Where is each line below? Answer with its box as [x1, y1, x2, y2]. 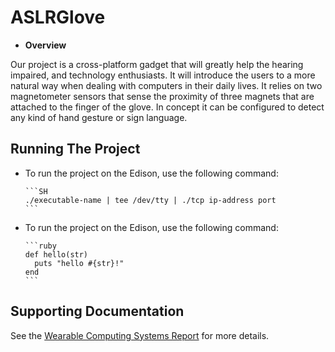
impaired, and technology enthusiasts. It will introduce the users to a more [10, 69, 316, 81]
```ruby [24, 241, 57, 251]
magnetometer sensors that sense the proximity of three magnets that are [10, 90, 315, 102]
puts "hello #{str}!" [34, 258, 125, 268]
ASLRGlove [10, 6, 106, 29]
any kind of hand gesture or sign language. [10, 111, 188, 123]
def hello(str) [24, 249, 89, 260]
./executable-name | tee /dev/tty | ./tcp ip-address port [24, 195, 277, 205]
